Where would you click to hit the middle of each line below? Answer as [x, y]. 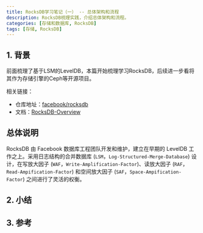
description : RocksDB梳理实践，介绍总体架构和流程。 [68, 18]
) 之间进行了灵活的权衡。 [54, 179]
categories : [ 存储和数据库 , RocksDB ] [52, 23]
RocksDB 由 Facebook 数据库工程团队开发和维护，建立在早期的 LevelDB [97, 148]
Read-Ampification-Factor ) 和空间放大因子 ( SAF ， [68, 172]
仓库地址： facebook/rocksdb [52, 105]
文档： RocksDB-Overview [48, 112]
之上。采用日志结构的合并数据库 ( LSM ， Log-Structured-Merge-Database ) [101, 156]
